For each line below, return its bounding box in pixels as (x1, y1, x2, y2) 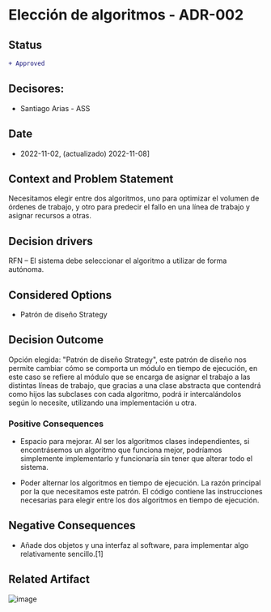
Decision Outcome (8, 333, 104, 347)
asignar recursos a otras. (8, 211, 91, 221)
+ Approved (8, 59, 45, 67)
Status (8, 38, 43, 52)
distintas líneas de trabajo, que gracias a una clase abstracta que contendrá (8, 380, 261, 390)
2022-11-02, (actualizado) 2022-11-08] (19, 149, 150, 158)
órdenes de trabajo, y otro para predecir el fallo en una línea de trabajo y (8, 202, 251, 212)
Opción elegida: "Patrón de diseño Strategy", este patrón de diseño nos (8, 355, 247, 364)
